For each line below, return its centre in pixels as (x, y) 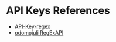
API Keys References (58, 11)
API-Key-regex (33, 26)
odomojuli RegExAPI (39, 32)
